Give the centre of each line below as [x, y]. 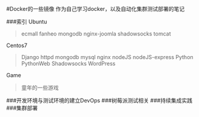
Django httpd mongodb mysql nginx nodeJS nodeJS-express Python [107, 57]
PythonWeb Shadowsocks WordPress [68, 63]
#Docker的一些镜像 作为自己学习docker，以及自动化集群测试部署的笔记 [96, 9]
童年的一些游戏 [40, 87]
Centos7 [17, 45]
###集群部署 [22, 108]
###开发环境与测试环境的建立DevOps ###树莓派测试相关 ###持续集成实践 [99, 100]
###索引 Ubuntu [27, 22]
